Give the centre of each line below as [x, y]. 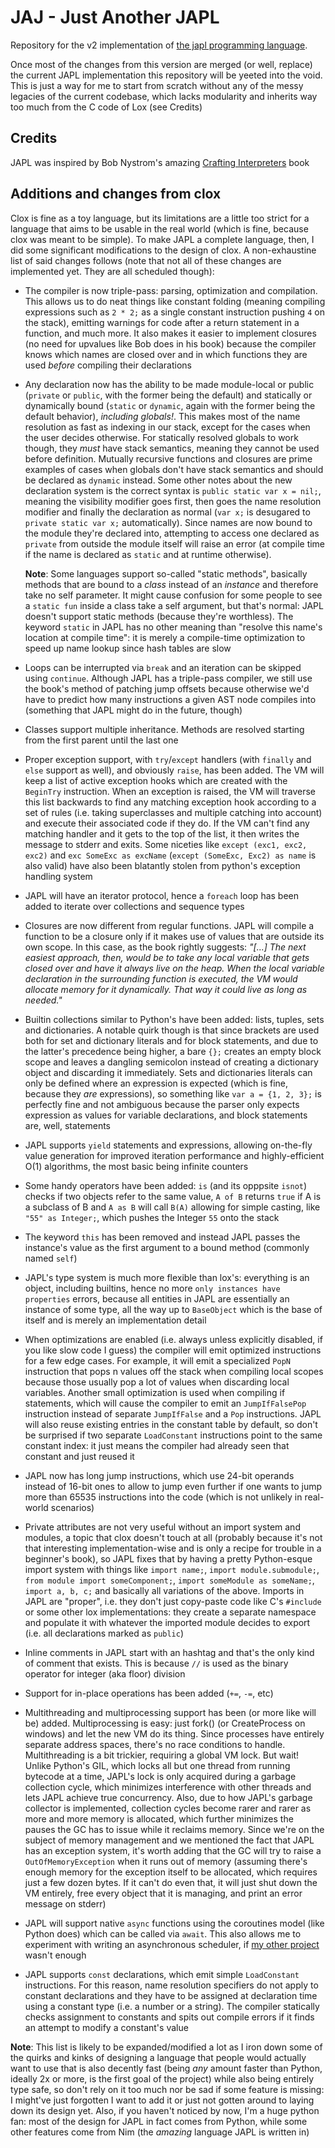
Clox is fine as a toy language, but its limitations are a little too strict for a [160, 218]
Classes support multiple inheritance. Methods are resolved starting [164, 729]
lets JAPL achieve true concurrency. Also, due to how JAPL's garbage [168, 1797]
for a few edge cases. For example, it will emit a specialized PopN [157, 1360]
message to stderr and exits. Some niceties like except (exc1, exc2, [166, 844]
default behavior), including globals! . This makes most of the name [162, 416]
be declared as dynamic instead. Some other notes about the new [158, 480]
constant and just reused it [79, 1456]
